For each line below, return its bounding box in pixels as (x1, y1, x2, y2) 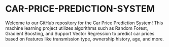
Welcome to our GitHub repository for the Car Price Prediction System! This (5, 20, 163, 26)
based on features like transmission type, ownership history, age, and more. (5, 36, 164, 42)
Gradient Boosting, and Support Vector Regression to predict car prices (5, 30, 155, 36)
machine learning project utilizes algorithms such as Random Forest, (5, 25, 148, 31)
